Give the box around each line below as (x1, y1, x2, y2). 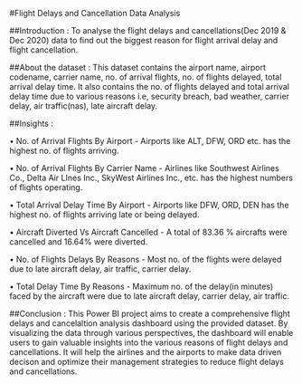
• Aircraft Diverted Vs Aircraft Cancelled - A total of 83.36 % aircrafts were (9, 226, 288, 237)
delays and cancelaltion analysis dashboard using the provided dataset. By (9, 318, 288, 329)
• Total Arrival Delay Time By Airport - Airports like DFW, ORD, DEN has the (9, 199, 289, 210)
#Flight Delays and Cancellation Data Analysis (9, 8, 181, 18)
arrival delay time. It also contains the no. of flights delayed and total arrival (9, 82, 289, 91)
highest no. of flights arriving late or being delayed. (9, 209, 201, 220)
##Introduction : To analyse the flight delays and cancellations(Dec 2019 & (9, 25, 287, 35)
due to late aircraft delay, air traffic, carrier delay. (9, 264, 192, 274)
